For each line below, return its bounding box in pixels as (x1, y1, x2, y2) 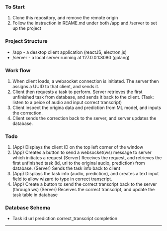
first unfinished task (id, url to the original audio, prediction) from (12, 160, 145, 166)
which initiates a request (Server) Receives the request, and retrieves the (12, 155, 162, 161)
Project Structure (5, 38, 48, 45)
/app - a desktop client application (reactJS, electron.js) (12, 49, 127, 55)
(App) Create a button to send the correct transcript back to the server (12, 181, 157, 187)
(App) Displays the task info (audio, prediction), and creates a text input (12, 171, 159, 177)
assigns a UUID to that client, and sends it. (12, 83, 99, 89)
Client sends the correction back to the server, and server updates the (12, 115, 157, 121)
